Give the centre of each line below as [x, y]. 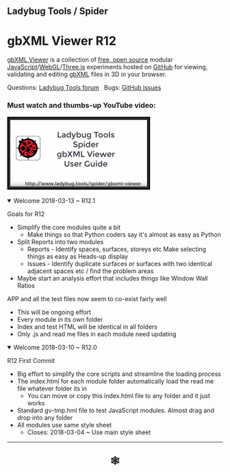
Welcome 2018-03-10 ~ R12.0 [55, 347]
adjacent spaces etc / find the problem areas [90, 271]
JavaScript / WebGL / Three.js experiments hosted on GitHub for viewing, [107, 67]
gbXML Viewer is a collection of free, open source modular [90, 60]
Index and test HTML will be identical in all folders [87, 327]
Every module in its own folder [60, 319]
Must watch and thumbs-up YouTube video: [81, 106]
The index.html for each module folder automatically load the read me [115, 381]
